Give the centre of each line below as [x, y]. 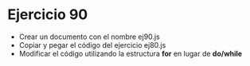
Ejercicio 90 [48, 15]
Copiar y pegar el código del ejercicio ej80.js [92, 45]
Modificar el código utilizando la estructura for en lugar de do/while [131, 53]
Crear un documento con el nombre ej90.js [89, 37]
